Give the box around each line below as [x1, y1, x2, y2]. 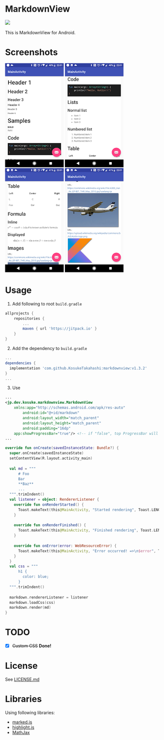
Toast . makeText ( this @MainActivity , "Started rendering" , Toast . [18, 507, 152, 512]
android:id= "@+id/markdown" [22, 411, 80, 415]
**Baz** [18, 482, 34, 487]
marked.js [12, 719, 33, 725]
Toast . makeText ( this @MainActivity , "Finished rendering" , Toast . [18, 528, 154, 533]
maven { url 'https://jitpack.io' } [22, 326, 97, 331]
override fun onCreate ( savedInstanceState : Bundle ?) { [5, 446, 119, 451]
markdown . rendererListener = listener [9, 595, 89, 600]
